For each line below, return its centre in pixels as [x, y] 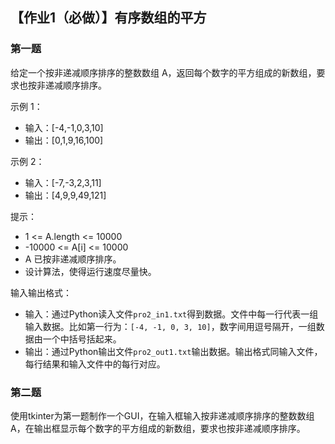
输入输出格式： [41, 292]
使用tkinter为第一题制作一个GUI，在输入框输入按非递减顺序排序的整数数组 [162, 415]
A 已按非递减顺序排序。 [73, 259]
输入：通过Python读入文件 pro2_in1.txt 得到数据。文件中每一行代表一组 [171, 314]
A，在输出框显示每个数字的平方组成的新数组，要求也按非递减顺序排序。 [158, 428]
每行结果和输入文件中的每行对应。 [95, 364]
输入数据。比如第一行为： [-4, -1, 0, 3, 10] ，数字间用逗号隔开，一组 [170, 326]
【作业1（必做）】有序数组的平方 [108, 18]
